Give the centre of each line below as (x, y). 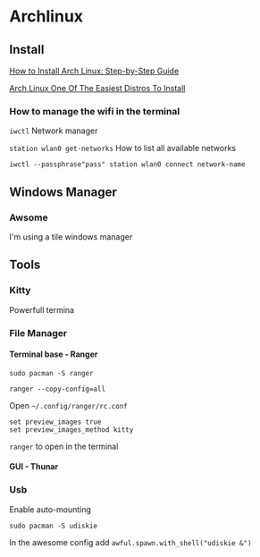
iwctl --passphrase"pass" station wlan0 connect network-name (127, 165)
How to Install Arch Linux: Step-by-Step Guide (94, 71)
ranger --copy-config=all (57, 389)
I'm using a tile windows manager (71, 236)
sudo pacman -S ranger (51, 373)
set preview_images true (55, 422)
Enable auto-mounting (50, 509)
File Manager (38, 333)
